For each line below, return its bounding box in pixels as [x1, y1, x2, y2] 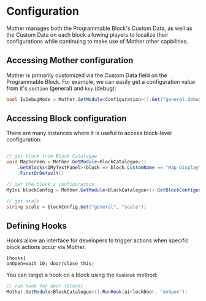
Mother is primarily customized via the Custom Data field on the [6, 72, 167, 79]
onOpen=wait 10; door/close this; [6, 261, 95, 267]
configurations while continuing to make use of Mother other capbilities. [6, 37, 188, 45]
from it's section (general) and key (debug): [6, 84, 116, 92]
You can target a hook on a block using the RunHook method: [6, 271, 158, 279]
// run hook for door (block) [6, 283, 84, 289]
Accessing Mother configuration [6, 55, 134, 65]
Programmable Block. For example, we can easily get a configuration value [6, 78, 196, 85]
